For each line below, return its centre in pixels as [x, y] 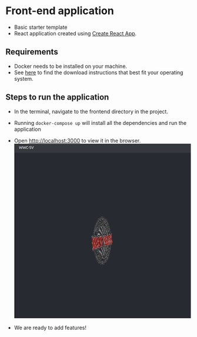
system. [24, 78]
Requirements [32, 52]
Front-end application [60, 11]
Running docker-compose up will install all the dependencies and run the [100, 123]
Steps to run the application [57, 98]
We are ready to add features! [50, 328]
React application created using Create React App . [75, 33]
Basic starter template [41, 27]
